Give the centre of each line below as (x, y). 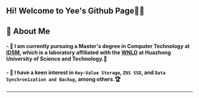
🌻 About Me (28, 31)
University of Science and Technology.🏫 (57, 59)
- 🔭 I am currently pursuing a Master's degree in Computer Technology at (98, 46)
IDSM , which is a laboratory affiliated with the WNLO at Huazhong (89, 53)
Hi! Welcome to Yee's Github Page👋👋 (76, 11)
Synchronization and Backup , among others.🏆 (63, 79)
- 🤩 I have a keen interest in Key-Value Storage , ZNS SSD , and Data (86, 72)
